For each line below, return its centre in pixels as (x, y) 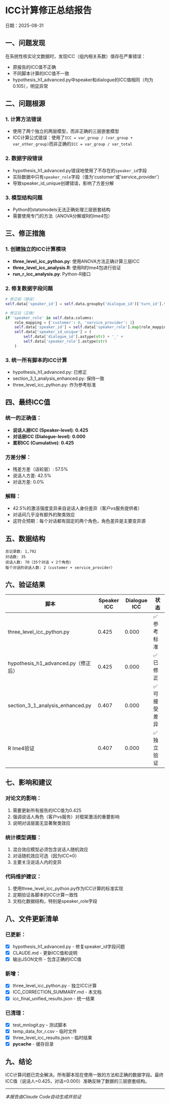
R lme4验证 (21, 748)
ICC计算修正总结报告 (49, 10)
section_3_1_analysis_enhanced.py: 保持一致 (58, 378)
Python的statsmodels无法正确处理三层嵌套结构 (61, 210)
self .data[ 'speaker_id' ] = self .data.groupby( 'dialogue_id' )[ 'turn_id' (82, 304)
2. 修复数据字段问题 (29, 288)
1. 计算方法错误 (24, 119)
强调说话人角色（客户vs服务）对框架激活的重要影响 (66, 817)
